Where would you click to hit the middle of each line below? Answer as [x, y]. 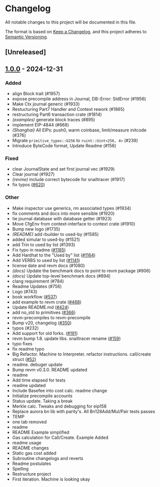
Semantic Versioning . [26, 37]
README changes [30, 448]
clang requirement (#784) [38, 281]
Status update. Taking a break [42, 401]
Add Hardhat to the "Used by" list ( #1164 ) [54, 255]
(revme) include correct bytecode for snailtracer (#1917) [69, 179]
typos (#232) [25, 328]
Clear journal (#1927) [33, 174]
